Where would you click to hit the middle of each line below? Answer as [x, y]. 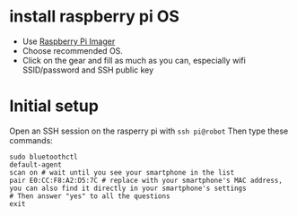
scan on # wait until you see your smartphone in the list [122, 172]
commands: [31, 140]
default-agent [36, 164]
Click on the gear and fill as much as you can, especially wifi [134, 60]
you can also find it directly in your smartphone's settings [128, 188]
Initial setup [54, 106]
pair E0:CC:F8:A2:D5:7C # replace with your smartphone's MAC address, [146, 180]
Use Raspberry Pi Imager [69, 41]
